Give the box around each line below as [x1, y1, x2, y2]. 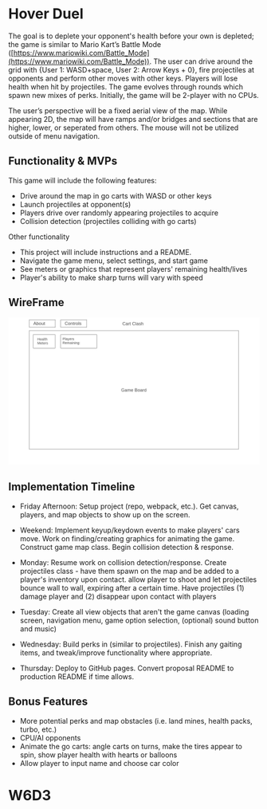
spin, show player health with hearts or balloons [19, 750, 178, 760]
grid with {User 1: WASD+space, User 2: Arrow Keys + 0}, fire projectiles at [8, 65, 255, 74]
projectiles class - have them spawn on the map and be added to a [19, 566, 239, 575]
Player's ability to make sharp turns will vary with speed [19, 273, 203, 282]
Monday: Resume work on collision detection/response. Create [19, 557, 227, 567]
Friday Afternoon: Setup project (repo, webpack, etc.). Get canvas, [19, 501, 239, 511]
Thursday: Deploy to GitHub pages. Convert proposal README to [19, 663, 234, 673]
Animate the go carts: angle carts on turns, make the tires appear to [19, 741, 243, 751]
